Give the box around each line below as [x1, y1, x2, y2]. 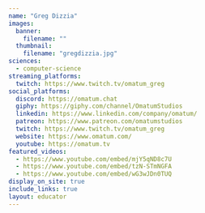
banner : [15, 27, 42, 35]
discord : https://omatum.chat [15, 95, 117, 103]
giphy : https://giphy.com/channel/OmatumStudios [15, 102, 183, 110]
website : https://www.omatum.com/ [15, 132, 132, 140]
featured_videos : [8, 147, 67, 155]
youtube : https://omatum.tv [15, 139, 111, 148]
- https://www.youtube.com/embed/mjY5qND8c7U [15, 155, 173, 163]
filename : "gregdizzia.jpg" [23, 49, 117, 58]
